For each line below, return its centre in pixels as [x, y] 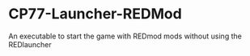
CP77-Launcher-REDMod [95, 14]
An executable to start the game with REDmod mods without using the [125, 36]
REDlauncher [30, 44]
